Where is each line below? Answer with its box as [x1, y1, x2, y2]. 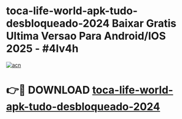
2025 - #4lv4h [6, 42, 79, 56]
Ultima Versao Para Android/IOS [6, 30, 166, 43]
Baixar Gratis [111, 17, 177, 30]
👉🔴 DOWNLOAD [6, 83, 90, 97]
